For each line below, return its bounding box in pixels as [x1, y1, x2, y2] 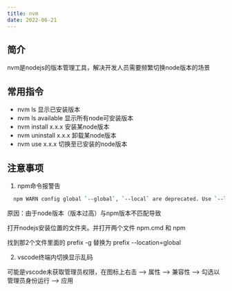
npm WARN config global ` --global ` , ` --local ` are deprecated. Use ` [13, 195, 217, 203]
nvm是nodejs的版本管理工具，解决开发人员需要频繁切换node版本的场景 [7, 64, 211, 72]
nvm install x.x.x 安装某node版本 [17, 122, 110, 131]
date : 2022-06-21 [7, 17, 57, 24]
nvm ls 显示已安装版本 [17, 105, 81, 114]
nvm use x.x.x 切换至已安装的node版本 [17, 140, 128, 149]
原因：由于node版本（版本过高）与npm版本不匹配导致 [7, 209, 162, 217]
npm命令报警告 [17, 181, 61, 190]
